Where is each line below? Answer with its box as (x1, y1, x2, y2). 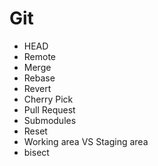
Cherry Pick (23, 93, 74, 105)
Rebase (23, 72, 56, 84)
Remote (23, 50, 57, 62)
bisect (23, 146, 50, 158)
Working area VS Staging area (23, 135, 149, 147)
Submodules (23, 114, 77, 126)
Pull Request (23, 103, 76, 116)
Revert (23, 82, 52, 94)
